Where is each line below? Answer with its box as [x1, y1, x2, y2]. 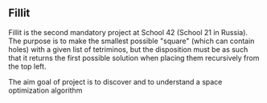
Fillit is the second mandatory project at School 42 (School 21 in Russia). [8, 27, 248, 37]
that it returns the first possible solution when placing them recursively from [8, 53, 260, 62]
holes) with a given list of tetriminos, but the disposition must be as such [8, 44, 249, 54]
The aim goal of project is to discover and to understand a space [8, 77, 223, 86]
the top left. [8, 61, 47, 71]
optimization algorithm [8, 85, 83, 95]
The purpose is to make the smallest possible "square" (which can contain [8, 36, 255, 46]
